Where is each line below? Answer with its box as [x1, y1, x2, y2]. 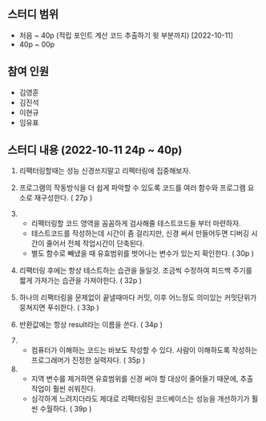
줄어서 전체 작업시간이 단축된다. [46, 239, 145, 249]
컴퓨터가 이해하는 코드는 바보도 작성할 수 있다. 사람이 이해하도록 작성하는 [30, 346, 258, 355]
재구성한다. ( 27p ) [34, 193, 93, 203]
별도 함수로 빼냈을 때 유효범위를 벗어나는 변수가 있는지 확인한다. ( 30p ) [30, 249, 254, 258]
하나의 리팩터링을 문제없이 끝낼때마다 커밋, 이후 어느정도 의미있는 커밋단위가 [18, 293, 257, 302]
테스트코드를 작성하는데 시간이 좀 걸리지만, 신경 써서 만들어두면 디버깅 [30, 229, 250, 238]
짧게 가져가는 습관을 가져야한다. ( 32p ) [18, 276, 142, 285]
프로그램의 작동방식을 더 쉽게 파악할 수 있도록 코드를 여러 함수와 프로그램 [18, 183, 246, 192]
